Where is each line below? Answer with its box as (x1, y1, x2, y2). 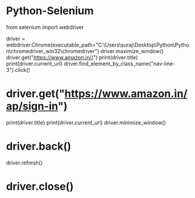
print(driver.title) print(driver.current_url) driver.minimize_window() (6, 119, 166, 126)
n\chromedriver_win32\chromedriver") (6, 47, 100, 54)
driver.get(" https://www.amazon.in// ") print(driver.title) (6, 54, 138, 61)
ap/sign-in (6, 100, 58, 113)
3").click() (6, 66, 31, 73)
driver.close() (6, 180, 74, 193)
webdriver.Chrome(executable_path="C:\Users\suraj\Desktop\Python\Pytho (6, 41, 190, 48)
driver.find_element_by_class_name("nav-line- (63, 60, 176, 67)
